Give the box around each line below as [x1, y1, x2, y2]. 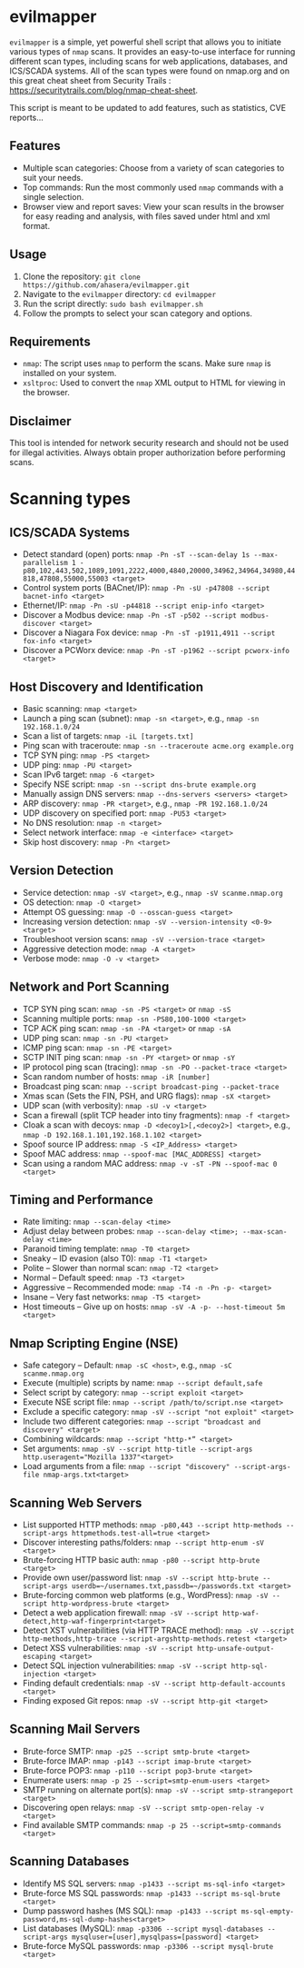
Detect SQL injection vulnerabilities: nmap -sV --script [22, 1660, 228, 1671]
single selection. [22, 191, 84, 202]
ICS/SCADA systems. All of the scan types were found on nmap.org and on [9, 65, 290, 76]
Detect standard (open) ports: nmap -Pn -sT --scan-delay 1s [22, 549, 250, 560]
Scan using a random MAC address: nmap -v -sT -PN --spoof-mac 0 [22, 1158, 278, 1168]
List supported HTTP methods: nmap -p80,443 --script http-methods [22, 1519, 283, 1530]
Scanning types [9, 489, 132, 510]
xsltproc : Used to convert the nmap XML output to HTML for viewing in [22, 377, 286, 388]
